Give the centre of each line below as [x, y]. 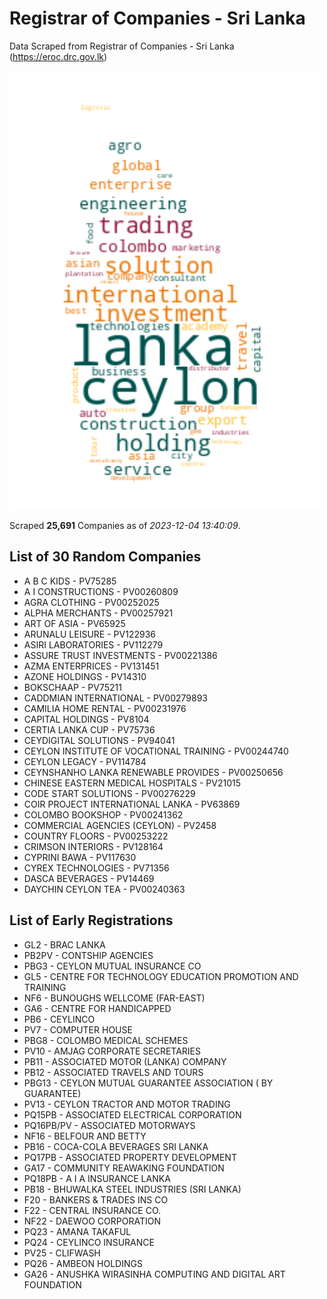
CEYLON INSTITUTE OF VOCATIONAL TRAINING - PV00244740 [156, 751]
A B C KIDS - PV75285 [70, 581]
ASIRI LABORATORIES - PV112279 [93, 644]
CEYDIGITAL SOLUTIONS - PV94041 [99, 740]
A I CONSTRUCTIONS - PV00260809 [101, 591]
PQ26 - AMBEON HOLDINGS [83, 1263]
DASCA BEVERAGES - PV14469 [89, 878]
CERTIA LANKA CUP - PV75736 [89, 729]
